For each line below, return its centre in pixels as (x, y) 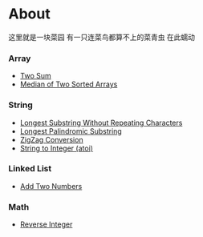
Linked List (30, 169)
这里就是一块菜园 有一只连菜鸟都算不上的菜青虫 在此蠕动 (101, 37)
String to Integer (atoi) (57, 148)
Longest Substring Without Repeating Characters (101, 123)
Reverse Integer (46, 224)
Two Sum (36, 76)
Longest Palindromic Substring (71, 131)
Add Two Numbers (51, 186)
